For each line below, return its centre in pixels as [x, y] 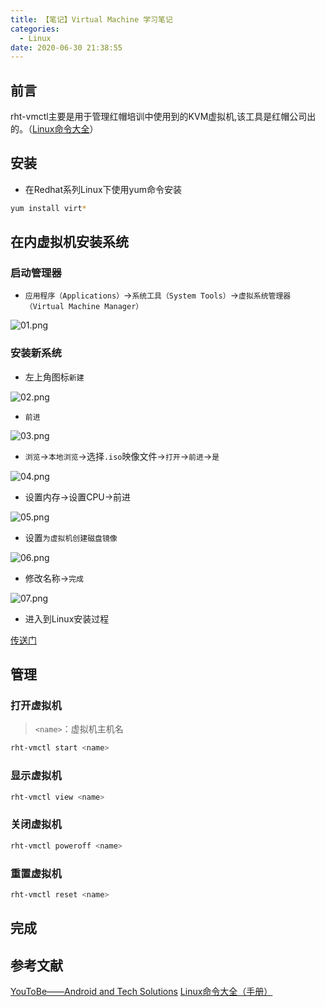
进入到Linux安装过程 [67, 618]
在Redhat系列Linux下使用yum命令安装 [103, 189]
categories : [35, 29]
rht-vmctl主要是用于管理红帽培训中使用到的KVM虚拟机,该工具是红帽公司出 [163, 117]
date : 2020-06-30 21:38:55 [66, 47]
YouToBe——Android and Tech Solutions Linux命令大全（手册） [141, 992]
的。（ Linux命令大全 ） [54, 129]
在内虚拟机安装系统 [69, 242]
